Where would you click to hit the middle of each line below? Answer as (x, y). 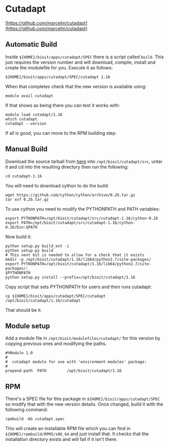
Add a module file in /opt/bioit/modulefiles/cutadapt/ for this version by (83, 338)
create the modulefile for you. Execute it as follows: (59, 67)
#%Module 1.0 (19, 353)
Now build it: (19, 237)
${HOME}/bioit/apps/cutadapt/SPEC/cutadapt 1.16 (58, 77)
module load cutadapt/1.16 (34, 115)
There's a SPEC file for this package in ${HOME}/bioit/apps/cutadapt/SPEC (83, 399)
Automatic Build (31, 45)
